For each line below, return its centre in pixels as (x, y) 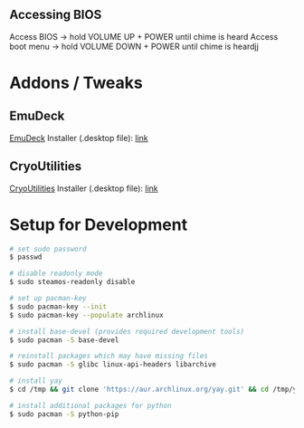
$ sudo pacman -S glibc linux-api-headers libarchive (113, 365)
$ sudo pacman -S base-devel (64, 340)
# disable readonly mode (56, 274)
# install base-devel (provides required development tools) (127, 331)
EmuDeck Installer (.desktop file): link (79, 138)
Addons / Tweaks (76, 83)
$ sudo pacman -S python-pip (64, 414)
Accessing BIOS (56, 15)
